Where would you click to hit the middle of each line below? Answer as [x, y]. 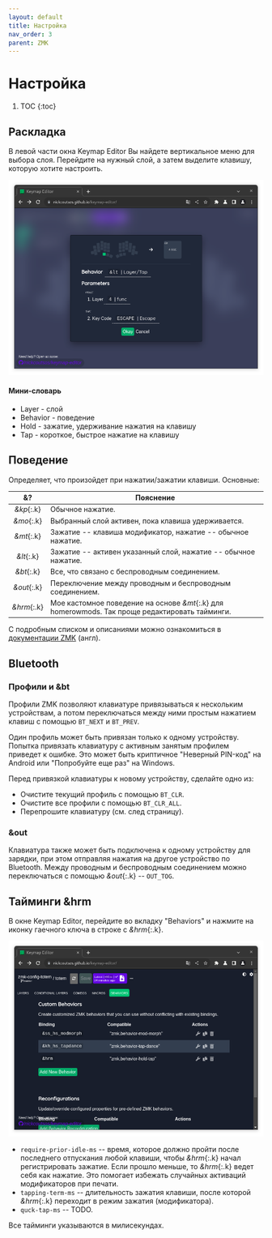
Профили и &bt [39, 686]
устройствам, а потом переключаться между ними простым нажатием [132, 713]
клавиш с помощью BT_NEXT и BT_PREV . [74, 722]
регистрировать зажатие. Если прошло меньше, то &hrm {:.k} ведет [137, 1166]
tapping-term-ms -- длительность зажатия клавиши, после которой [135, 1192]
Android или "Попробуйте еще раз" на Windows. [92, 763]
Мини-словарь [35, 391]
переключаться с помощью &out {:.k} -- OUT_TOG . [91, 876]
